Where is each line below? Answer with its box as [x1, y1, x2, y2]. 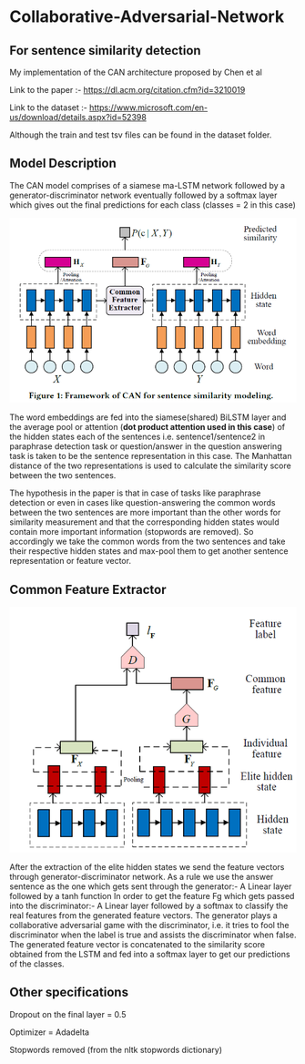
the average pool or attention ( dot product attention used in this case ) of [9, 422, 286, 433]
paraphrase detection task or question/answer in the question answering [9, 441, 282, 452]
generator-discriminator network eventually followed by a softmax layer [9, 189, 278, 200]
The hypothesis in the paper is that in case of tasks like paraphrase [9, 487, 261, 498]
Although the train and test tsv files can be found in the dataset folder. [9, 129, 272, 140]
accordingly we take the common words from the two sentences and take [9, 536, 286, 547]
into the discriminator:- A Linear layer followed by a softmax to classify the [9, 900, 289, 911]
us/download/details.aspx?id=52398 [9, 112, 147, 122]
